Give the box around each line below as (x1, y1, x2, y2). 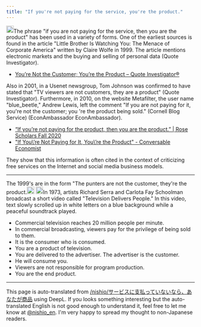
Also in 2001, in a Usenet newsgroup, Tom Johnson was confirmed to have (6, 82, 191, 90)
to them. (14, 232, 36, 239)
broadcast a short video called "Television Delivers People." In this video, (6, 195, 187, 202)
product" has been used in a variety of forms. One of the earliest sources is (6, 34, 193, 41)
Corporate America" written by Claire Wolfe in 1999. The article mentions (6, 46, 186, 54)
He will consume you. (14, 257, 68, 264)
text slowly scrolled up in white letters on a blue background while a (6, 201, 173, 208)
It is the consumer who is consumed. (14, 238, 106, 246)
